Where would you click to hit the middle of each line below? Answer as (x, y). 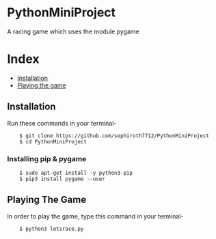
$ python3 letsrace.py (52, 229)
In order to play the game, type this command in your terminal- (95, 216)
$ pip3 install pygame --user (63, 179)
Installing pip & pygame (47, 158)
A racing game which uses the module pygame (73, 31)
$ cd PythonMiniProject (53, 141)
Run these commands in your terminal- (62, 123)
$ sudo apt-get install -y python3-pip (76, 173)
